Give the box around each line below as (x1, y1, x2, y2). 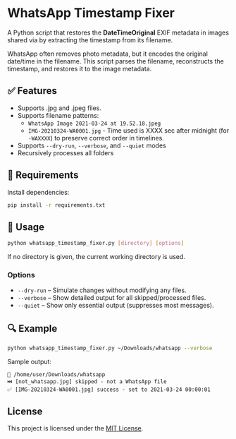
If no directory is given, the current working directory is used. (7, 253, 185, 261)
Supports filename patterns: (17, 111, 99, 119)
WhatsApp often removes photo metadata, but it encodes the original (7, 49, 208, 58)
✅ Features (7, 85, 58, 97)
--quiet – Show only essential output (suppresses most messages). (17, 301, 214, 310)
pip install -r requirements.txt (7, 201, 106, 209)
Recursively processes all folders (17, 148, 114, 157)
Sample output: (7, 358, 51, 366)
